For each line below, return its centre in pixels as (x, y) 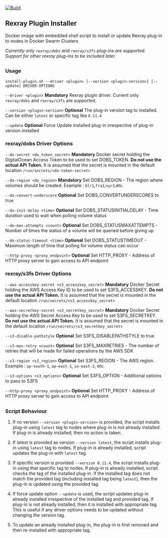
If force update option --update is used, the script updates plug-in (80, 493)
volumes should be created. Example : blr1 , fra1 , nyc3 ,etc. (64, 185)
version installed (22, 130)
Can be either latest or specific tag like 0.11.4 (53, 115)
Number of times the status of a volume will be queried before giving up (79, 230)
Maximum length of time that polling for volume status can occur (72, 245)
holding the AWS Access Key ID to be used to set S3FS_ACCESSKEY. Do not (84, 290)
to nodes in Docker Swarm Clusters (42, 41)
